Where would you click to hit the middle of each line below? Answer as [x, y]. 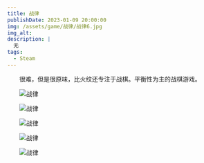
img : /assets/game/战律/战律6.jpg [55, 26]
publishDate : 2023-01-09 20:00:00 [57, 20]
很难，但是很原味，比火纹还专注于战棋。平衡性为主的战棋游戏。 [110, 79]
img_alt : [20, 33]
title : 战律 [23, 13]
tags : [15, 52]
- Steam [25, 59]
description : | [29, 39]
